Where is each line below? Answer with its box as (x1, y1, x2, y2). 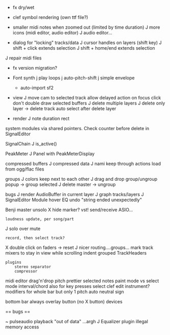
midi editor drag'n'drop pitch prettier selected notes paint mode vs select (5, 278, 159, 284)
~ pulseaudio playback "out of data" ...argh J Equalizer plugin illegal (5, 319, 148, 324)
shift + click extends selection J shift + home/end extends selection (12, 45, 155, 51)
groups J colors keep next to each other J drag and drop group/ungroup (5, 176, 158, 182)
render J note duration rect (12, 115, 70, 121)
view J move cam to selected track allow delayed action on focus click (12, 95, 161, 100)
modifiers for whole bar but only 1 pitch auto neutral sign (5, 289, 124, 295)
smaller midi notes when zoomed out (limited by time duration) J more (12, 24, 160, 30)
